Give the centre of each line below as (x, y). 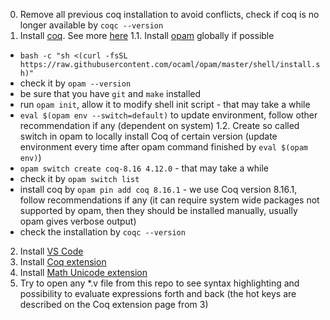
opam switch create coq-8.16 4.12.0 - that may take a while (144, 168)
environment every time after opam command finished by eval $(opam (164, 147)
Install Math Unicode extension (83, 272)
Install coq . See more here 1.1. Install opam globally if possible (147, 35)
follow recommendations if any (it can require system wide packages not (169, 200)
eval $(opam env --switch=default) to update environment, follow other (168, 115)
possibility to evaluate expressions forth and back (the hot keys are (158, 293)
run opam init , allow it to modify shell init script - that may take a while (165, 104)
